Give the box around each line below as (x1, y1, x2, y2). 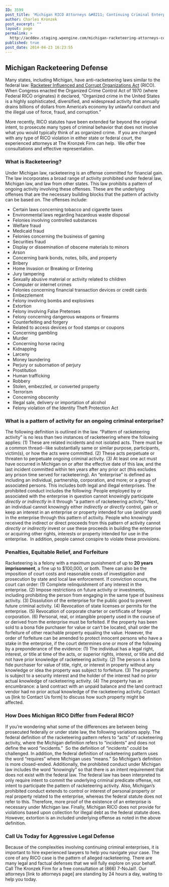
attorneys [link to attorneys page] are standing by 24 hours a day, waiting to (5, 871, 162, 877)
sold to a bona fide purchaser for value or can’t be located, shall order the (5, 624, 158, 631)
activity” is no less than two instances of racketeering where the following (5, 434, 158, 440)
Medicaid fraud (12, 228, 44, 234)
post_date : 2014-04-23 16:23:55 (5, 45, 73, 50)
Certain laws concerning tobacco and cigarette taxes (12, 206, 123, 212)
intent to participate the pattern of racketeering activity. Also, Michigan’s (5, 783, 155, 789)
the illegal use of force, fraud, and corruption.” (5, 109, 102, 115)
